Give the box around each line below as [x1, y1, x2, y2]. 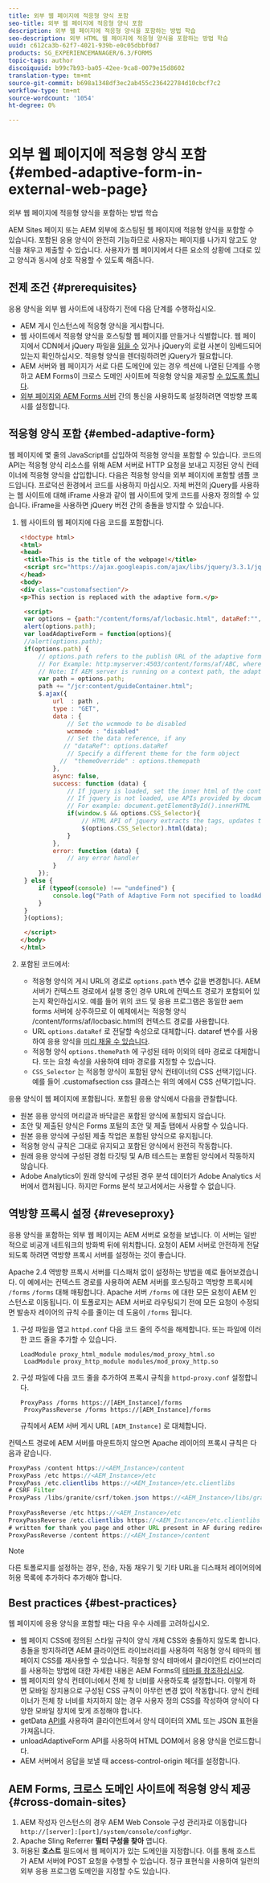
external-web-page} [8, 180, 149, 199]
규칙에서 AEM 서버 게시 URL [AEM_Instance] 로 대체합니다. [19, 1421, 207, 1430]
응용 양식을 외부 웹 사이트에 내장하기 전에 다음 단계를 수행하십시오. [8, 303, 216, 314]
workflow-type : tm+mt [8, 86, 81, 95]
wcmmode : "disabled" [67, 727, 140, 736]
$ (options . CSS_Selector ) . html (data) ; [81, 824, 208, 832]
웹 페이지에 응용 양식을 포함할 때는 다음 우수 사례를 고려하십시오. [8, 1618, 211, 1628]
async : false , [52, 772, 100, 780]
